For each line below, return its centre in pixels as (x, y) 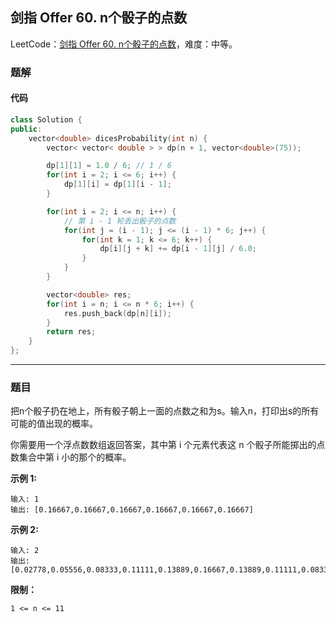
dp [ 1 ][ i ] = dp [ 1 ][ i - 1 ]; (117, 184)
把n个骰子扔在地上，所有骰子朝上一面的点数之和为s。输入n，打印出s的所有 (165, 411)
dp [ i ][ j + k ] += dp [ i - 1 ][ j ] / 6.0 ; (178, 249)
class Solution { (46, 119)
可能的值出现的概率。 (54, 424)
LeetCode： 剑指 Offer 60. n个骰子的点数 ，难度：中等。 (124, 44)
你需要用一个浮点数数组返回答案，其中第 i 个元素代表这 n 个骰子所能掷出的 (163, 445)
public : (26, 129)
